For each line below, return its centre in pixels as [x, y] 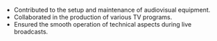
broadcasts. [31, 31]
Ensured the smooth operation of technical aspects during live [103, 24]
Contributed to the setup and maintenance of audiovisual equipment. [112, 10]
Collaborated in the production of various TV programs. [93, 17]
